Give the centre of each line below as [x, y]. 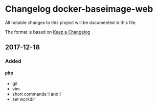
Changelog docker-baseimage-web [79, 9]
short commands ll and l [36, 94]
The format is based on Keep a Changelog [48, 32]
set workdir [23, 99]
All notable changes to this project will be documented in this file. [71, 22]
